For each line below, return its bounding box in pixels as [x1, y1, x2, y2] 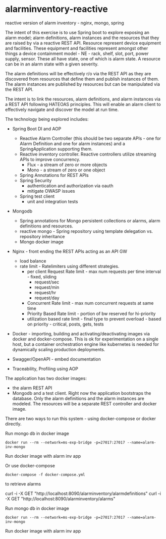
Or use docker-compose [5, 462, 55, 469]
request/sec [34, 279, 59, 285]
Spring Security [19, 177, 52, 183]
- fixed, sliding [27, 273, 57, 279]
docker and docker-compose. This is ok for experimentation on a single [12, 336, 159, 342]
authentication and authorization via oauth [27, 182, 113, 189]
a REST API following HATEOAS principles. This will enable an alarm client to [5, 101, 161, 107]
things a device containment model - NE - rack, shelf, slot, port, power [5, 51, 149, 56]
